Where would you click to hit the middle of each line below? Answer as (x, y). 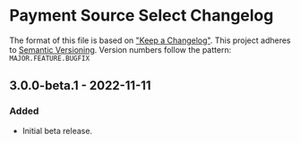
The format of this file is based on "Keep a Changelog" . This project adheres (150, 40)
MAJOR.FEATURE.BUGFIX (50, 58)
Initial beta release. (57, 130)
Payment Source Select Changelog (141, 16)
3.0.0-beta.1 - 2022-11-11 (80, 86)
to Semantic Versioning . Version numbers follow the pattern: (120, 49)
